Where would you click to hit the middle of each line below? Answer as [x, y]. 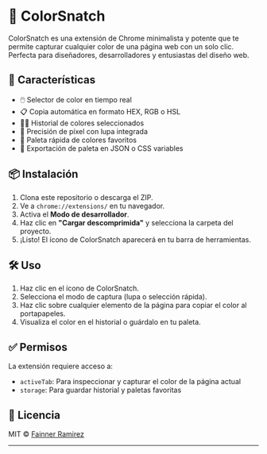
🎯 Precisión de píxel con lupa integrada [84, 131]
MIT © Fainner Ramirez [46, 434]
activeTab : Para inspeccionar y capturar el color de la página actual [130, 382]
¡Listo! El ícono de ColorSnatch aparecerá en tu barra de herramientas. [135, 239]
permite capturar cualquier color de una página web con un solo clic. [121, 46]
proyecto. [35, 231]
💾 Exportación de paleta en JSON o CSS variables [102, 148]
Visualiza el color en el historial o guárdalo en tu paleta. [110, 322]
